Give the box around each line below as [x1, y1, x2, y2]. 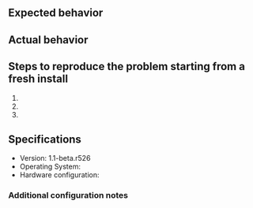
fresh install [8, 72, 69, 86]
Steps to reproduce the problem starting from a [8, 60, 245, 73]
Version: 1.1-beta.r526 [19, 154, 91, 163]
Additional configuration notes [8, 190, 129, 201]
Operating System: [19, 162, 81, 172]
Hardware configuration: [19, 170, 100, 180]
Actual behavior [8, 33, 89, 46]
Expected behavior [8, 6, 104, 20]
